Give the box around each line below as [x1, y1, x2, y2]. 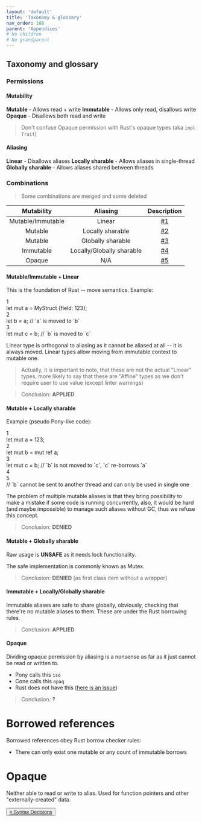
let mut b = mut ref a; [6, 449, 59, 456]
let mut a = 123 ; [6, 436, 45, 443]
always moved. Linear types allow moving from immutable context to [6, 348, 177, 356]
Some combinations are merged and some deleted [21, 192, 147, 200]
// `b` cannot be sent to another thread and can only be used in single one [6, 481, 190, 488]
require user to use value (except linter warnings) [21, 379, 144, 387]
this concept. [6, 512, 39, 519]
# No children [6, 31, 42, 37]
